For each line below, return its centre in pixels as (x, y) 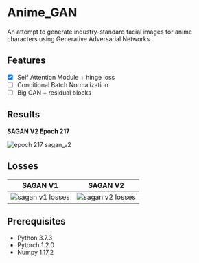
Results (24, 115)
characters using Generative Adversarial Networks (79, 38)
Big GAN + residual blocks (54, 92)
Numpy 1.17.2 (35, 253)
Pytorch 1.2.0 (36, 245)
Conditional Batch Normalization (62, 84)
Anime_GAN (42, 13)
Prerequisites (36, 221)
